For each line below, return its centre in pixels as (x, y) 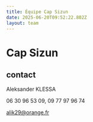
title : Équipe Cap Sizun (37, 12)
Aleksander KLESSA (31, 89)
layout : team (22, 23)
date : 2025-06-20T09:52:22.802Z (46, 17)
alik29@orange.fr (28, 112)
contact (21, 75)
